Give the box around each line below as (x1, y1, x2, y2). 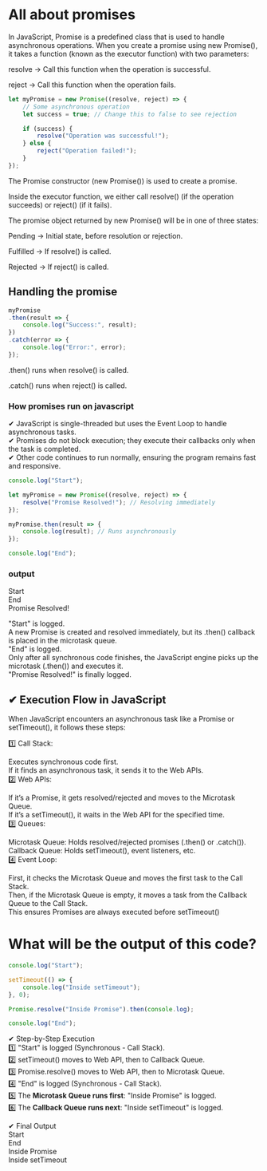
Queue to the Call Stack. (8, 899, 88, 908)
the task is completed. (8, 445, 81, 454)
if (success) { (22, 125, 73, 133)
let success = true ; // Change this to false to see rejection (22, 110, 238, 118)
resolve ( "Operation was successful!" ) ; (37, 132, 170, 140)
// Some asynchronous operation (22, 102, 130, 111)
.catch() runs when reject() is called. (8, 381, 128, 390)
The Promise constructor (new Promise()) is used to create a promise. (8, 176, 238, 185)
